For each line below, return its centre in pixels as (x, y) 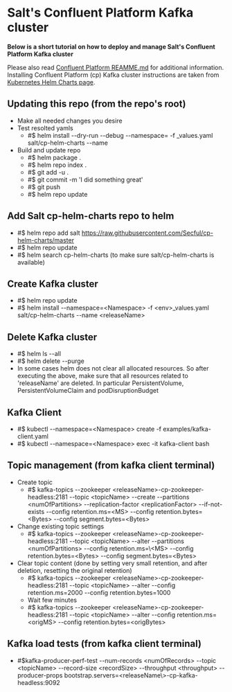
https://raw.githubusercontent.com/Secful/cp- (148, 233)
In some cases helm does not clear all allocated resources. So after (113, 369)
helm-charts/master (46, 240)
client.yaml (33, 436)
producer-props (40, 675)
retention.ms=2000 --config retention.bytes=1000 (99, 592)
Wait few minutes (52, 600)
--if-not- (211, 504)
